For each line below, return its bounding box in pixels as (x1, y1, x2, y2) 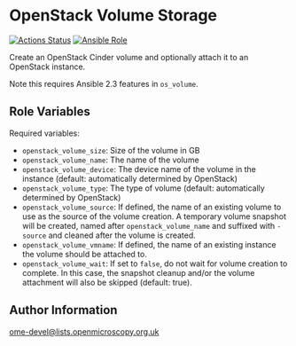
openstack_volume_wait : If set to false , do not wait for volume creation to (21, 258, 288, 269)
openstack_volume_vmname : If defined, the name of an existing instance (21, 239, 277, 249)
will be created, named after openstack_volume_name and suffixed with (21, 220, 276, 231)
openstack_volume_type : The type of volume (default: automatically (21, 183, 266, 193)
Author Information (9, 303, 118, 318)
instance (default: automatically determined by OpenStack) (21, 173, 238, 184)
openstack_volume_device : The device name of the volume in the (21, 163, 257, 174)
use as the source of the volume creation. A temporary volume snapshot (21, 210, 286, 222)
